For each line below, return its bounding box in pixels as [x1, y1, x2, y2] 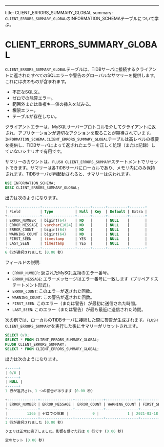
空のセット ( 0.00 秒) [5, 438, 45, 443]
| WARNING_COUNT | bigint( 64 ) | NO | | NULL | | [5, 232, 147, 236]
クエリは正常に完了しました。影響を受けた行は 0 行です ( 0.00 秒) [5, 429, 123, 434]
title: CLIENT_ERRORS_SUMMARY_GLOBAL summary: [5, 10, 113, 15]
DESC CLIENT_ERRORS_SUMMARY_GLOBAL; [5, 185, 80, 190]
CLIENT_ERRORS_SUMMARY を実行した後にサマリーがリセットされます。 [5, 323, 141, 329]
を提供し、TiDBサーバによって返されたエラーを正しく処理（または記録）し [5, 142, 156, 148]
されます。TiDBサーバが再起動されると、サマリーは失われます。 [5, 171, 133, 177]
